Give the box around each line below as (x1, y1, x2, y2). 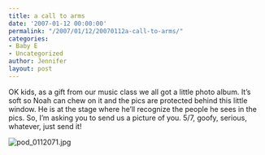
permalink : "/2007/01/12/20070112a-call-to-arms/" (8, 27, 184, 35)
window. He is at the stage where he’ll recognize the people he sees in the (8, 104, 258, 114)
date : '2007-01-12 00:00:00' (8, 19, 107, 28)
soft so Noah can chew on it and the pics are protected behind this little (8, 95, 248, 105)
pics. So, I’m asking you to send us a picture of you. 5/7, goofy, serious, (8, 113, 248, 123)
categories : (8, 34, 49, 43)
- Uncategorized (8, 50, 63, 58)
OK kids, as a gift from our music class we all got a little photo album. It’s (8, 87, 251, 97)
